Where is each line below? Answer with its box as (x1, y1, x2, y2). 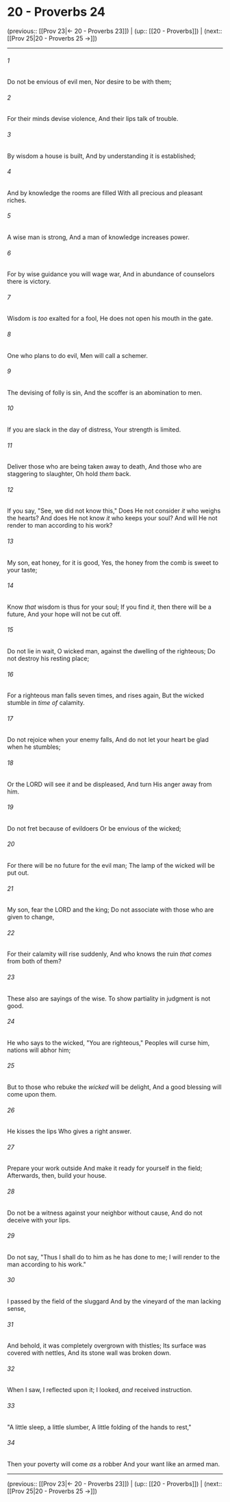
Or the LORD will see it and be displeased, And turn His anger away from (7, 780, 212, 788)
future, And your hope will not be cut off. (7, 609, 122, 618)
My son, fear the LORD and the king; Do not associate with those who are (7, 906, 214, 914)
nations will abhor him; (7, 1046, 71, 1054)
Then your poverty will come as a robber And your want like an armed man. (7, 1459, 220, 1468)
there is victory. (7, 278, 51, 286)
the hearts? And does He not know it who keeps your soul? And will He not (7, 514, 218, 522)
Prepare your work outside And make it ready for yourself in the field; (7, 1164, 203, 1172)
